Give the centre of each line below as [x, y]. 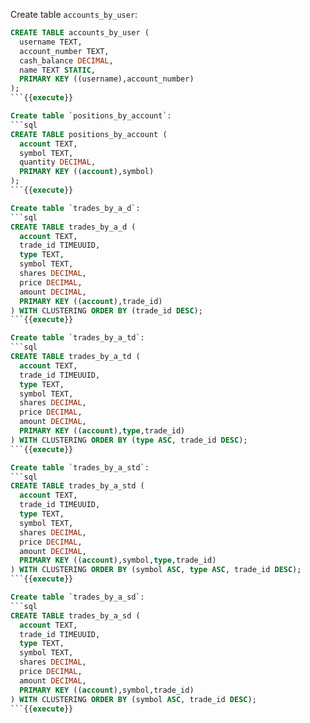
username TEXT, [51, 42]
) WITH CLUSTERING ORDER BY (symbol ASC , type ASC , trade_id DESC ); [156, 570]
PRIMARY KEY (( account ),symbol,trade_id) [107, 690]
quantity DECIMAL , [58, 162]
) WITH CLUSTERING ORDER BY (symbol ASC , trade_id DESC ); [133, 699]
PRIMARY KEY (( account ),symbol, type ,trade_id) [118, 560]
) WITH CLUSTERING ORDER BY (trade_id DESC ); [106, 310]
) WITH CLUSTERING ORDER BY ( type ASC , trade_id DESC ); [129, 440]
